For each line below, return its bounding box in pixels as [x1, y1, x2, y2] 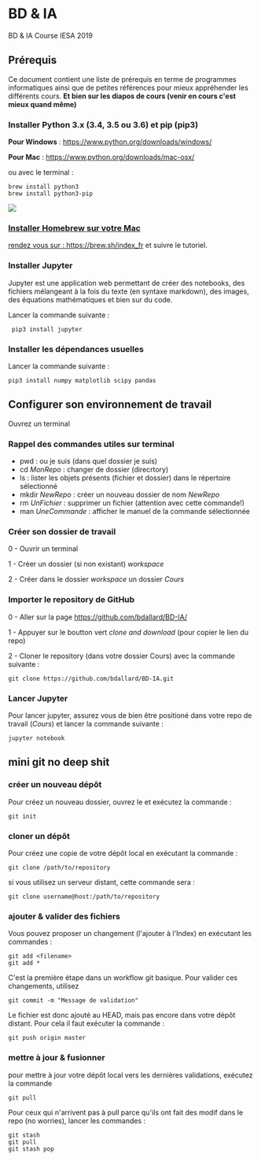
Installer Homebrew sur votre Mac [8, 222, 142, 233]
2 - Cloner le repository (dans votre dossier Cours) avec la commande [8, 651, 236, 660]
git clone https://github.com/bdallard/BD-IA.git [8, 675, 175, 682]
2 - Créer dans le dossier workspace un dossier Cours [8, 575, 185, 584]
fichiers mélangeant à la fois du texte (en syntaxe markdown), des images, [8, 287, 249, 296]
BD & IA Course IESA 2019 [8, 31, 93, 40]
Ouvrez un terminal [8, 419, 71, 428]
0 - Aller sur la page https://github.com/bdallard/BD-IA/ [8, 612, 187, 622]
